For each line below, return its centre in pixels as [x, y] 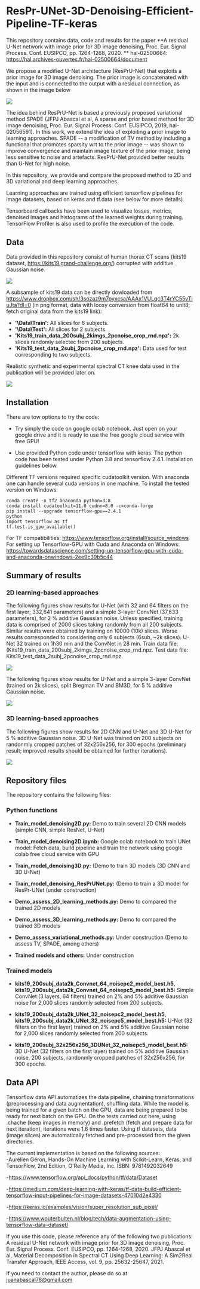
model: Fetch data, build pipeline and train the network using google [99, 848]
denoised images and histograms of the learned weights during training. [95, 217]
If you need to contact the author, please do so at [67, 1273]
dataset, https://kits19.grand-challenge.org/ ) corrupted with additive [90, 263]
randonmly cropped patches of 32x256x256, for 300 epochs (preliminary [96, 744]
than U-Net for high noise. [38, 163]
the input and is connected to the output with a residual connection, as [93, 83]
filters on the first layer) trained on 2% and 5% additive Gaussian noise [102, 1027]
